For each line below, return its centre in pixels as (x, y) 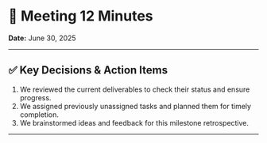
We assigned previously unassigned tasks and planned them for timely (135, 106)
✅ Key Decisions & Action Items (88, 70)
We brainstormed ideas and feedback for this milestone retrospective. (134, 122)
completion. (39, 115)
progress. (35, 97)
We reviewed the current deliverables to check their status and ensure (135, 89)
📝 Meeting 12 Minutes (81, 16)
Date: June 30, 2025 (43, 38)
